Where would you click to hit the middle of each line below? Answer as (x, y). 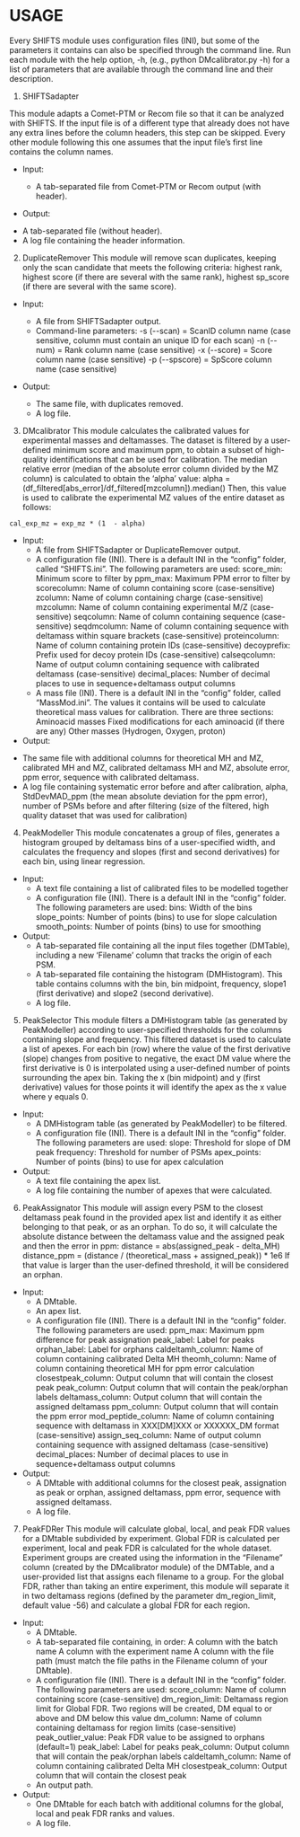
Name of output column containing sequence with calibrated (147, 664)
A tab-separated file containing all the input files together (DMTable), (163, 945)
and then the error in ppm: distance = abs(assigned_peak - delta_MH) (151, 1246)
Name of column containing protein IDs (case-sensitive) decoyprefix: (163, 645)
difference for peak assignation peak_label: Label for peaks (145, 1339)
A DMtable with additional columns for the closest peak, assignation (161, 1482)
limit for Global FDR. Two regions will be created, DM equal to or (154, 1709)
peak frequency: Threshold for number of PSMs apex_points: (148, 1152)
